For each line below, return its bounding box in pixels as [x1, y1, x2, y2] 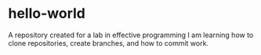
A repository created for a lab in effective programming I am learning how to [8, 30, 254, 40]
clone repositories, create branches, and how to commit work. [8, 38, 209, 47]
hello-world [8, 5, 86, 22]
